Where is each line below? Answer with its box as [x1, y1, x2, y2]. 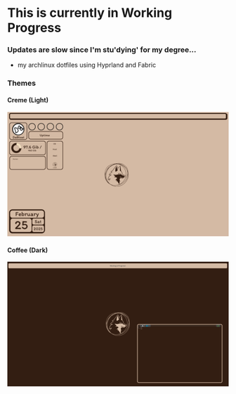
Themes [7, 79, 37, 88]
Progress [7, 20, 62, 36]
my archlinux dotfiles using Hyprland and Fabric [17, 61, 157, 70]
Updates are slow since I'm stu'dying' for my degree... [7, 45, 197, 55]
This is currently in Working [7, 5, 173, 21]
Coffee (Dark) [7, 246, 48, 254]
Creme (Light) [7, 96, 49, 104]
